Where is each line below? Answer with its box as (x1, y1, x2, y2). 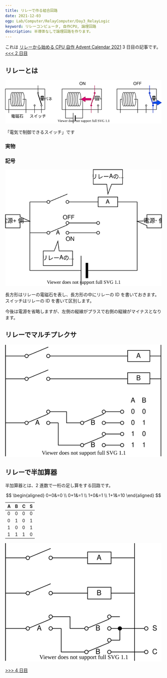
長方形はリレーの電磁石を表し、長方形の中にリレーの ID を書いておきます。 (5, 292, 160, 298)
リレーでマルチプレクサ (5, 331, 77, 339)
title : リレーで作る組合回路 (5, 8, 58, 13)
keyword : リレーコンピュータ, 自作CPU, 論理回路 (5, 24, 96, 29)
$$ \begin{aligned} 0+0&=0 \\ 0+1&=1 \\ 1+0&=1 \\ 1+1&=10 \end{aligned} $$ (5, 492, 162, 498)
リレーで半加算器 (5, 468, 57, 476)
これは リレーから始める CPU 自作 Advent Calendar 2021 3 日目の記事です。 (5, 44, 161, 50)
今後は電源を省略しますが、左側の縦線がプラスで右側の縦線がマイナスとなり (5, 308, 162, 314)
